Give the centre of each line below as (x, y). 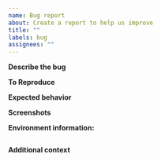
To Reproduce (32, 82)
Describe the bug (37, 67)
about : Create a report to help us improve (81, 23)
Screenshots (30, 113)
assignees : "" (32, 45)
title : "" (24, 30)
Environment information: (51, 128)
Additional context (39, 150)
